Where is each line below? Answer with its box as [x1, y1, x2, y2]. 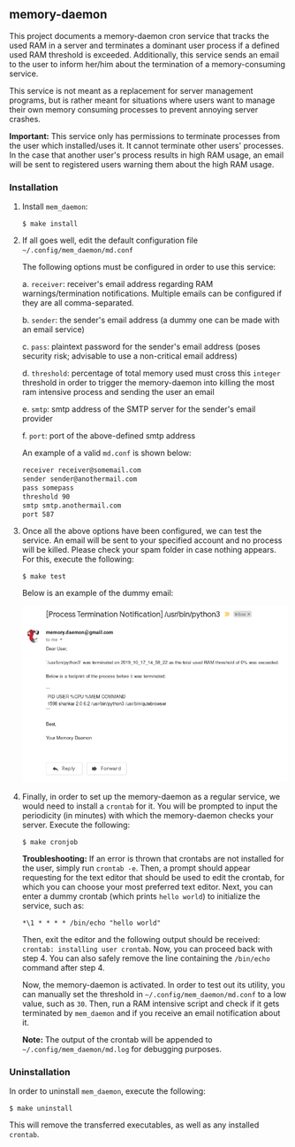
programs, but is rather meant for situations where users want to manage [9, 95, 276, 105]
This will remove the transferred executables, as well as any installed [9, 1120, 260, 1130]
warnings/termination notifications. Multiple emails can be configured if [21, 288, 283, 299]
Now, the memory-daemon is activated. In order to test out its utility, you [21, 980, 285, 990]
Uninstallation [9, 1066, 71, 1078]
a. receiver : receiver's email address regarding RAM [21, 279, 214, 290]
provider [21, 414, 53, 424]
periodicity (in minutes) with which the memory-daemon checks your [21, 810, 274, 821]
